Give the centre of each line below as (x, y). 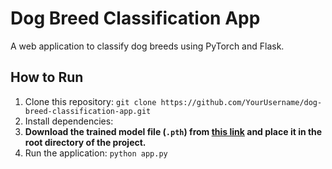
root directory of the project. (85, 142)
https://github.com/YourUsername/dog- (241, 102)
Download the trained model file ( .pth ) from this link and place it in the (173, 131)
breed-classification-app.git (88, 111)
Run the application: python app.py (96, 153)
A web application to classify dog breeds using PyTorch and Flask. (147, 46)
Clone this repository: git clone (90, 101)
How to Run (47, 77)
